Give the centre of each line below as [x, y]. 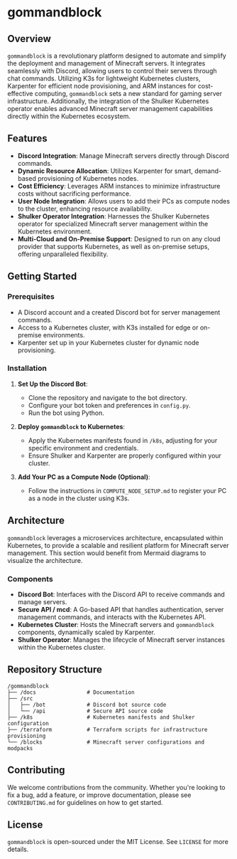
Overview [29, 39]
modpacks [20, 748]
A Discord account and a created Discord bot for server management [119, 312]
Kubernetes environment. [55, 231]
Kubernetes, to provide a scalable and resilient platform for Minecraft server [118, 545]
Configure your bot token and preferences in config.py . [109, 405]
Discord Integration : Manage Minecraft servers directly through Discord [123, 156]
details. [18, 849]
